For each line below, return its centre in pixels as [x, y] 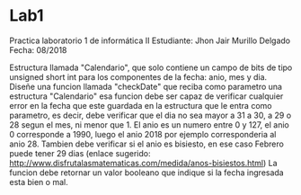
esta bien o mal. [39, 182]
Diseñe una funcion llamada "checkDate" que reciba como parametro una [146, 86]
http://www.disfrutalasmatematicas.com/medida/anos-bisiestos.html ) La [143, 163]
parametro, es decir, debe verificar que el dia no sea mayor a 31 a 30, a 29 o [150, 115]
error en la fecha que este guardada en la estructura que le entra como [141, 105]
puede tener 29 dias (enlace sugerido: [80, 153]
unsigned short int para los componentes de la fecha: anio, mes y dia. [138, 76]
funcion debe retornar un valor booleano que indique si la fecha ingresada [147, 173]
